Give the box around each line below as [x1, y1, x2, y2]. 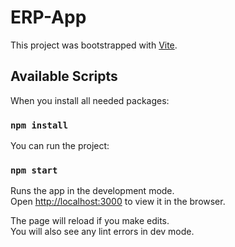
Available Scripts [10, 68, 118, 85]
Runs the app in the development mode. [10, 185, 175, 197]
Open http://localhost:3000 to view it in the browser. [10, 196, 226, 208]
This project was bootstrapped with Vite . [10, 39, 178, 51]
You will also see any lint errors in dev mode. [10, 226, 195, 238]
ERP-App [10, 6, 87, 29]
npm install [10, 119, 69, 131]
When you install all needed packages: [10, 94, 170, 106]
